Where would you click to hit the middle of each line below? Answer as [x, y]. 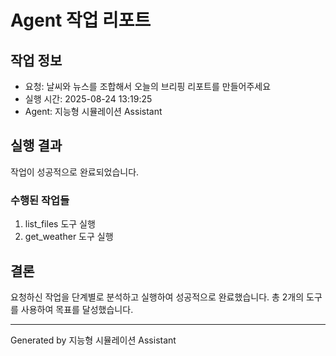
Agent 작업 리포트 [81, 20]
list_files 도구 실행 [60, 224]
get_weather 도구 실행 [69, 237]
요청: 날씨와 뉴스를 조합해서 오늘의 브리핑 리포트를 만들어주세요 [148, 86]
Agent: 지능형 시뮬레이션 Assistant [93, 111]
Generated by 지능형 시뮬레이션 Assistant [93, 340]
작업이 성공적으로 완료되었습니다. [75, 172]
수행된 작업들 [40, 200]
